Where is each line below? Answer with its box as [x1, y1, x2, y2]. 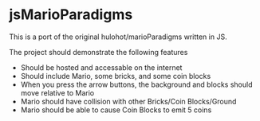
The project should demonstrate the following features [9, 47, 188, 57]
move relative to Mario [20, 88, 95, 97]
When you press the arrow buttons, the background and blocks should [20, 80, 254, 89]
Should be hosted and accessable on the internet [20, 62, 183, 72]
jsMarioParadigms [9, 6, 133, 24]
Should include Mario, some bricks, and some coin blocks [20, 71, 211, 80]
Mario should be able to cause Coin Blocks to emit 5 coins [20, 105, 212, 115]
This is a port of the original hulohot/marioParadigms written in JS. [9, 32, 227, 41]
